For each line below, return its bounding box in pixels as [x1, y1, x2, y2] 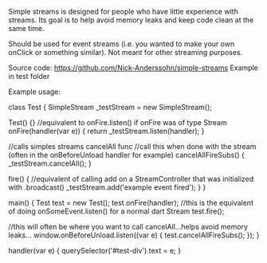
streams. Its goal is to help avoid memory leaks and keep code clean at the [8, 15, 254, 25]
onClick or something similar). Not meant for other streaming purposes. [8, 48, 243, 57]
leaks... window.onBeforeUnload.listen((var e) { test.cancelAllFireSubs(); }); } [8, 230, 260, 240]
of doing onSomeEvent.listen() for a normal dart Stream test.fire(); [8, 206, 225, 216]
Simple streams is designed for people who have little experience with [8, 7, 239, 16]
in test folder [8, 72, 50, 80]
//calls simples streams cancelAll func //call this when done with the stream [8, 142, 257, 151]
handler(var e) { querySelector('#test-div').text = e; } [8, 246, 182, 255]
